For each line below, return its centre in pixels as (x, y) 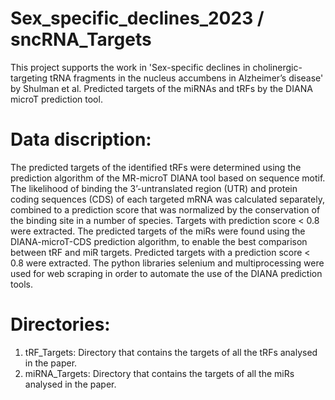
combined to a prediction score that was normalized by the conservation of (165, 209)
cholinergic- (277, 67)
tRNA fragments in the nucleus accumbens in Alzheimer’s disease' (186, 78)
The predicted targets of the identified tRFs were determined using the (156, 167)
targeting (29, 78)
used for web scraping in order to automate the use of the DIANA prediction (166, 273)
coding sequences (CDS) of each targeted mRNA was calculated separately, (167, 199)
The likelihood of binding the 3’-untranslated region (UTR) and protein (154, 188)
